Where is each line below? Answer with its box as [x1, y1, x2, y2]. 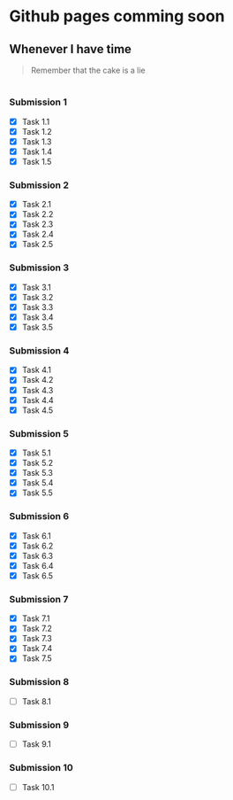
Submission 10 [9, 762, 73, 774]
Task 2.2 [21, 209, 54, 220]
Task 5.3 [21, 468, 53, 478]
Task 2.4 [21, 229, 55, 240]
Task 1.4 [21, 146, 53, 157]
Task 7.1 [21, 613, 50, 624]
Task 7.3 [21, 633, 53, 644]
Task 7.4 [21, 643, 53, 654]
